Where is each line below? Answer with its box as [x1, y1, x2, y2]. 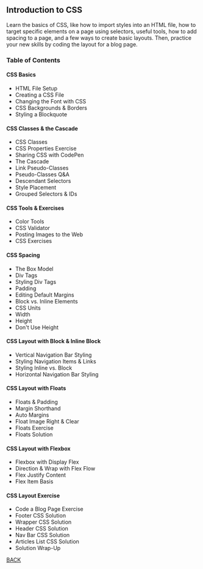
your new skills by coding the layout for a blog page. [6, 40, 138, 48]
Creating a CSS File [15, 91, 65, 99]
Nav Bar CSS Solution [15, 532, 70, 539]
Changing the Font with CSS [15, 97, 87, 105]
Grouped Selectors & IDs [15, 190, 77, 198]
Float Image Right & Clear [15, 417, 79, 425]
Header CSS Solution [15, 525, 69, 532]
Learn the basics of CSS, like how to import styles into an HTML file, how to [6, 21, 196, 28]
